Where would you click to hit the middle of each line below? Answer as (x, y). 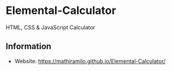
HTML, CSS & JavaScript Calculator (51, 27)
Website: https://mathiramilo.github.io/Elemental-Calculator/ (90, 61)
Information (29, 46)
